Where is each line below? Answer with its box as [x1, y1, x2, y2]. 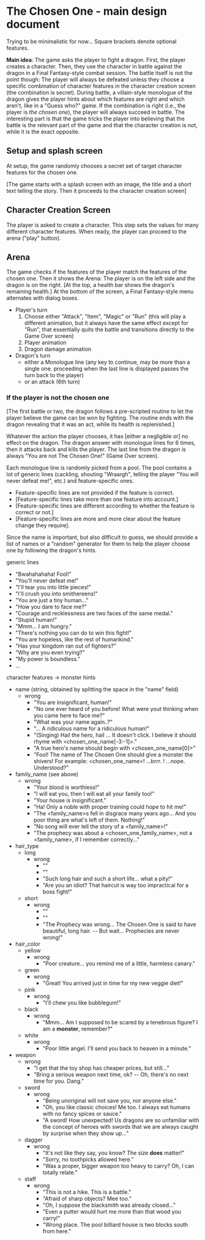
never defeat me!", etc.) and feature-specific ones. [6, 477, 135, 484]
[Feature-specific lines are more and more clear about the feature [15, 515, 181, 522]
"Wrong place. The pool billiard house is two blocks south [42, 1221, 188, 1228]
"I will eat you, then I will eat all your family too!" [33, 790, 155, 797]
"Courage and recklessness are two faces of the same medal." [15, 610, 173, 617]
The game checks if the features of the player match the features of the [6, 269, 187, 276]
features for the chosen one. [6, 168, 78, 176]
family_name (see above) [15, 770, 78, 778]
